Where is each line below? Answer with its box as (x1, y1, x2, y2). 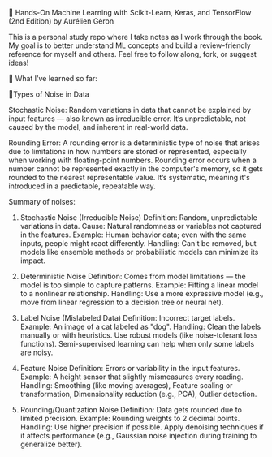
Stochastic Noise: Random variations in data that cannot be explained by (8, 106, 252, 114)
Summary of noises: (8, 197, 76, 206)
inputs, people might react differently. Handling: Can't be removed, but (19, 239, 257, 248)
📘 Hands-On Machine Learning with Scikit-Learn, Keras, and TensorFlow (8, 8, 252, 17)
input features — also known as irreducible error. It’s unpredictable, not (8, 114, 246, 123)
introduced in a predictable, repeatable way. (8, 181, 156, 191)
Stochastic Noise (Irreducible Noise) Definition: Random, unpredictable (19, 213, 257, 222)
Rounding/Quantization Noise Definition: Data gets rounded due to (19, 405, 242, 414)
